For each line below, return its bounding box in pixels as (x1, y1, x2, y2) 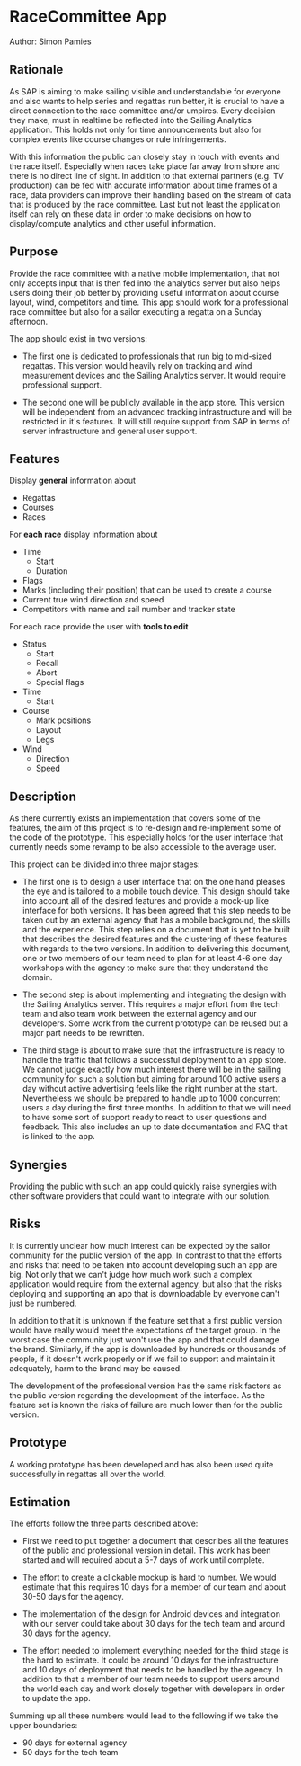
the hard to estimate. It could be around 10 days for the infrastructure (22, 1655, 279, 1665)
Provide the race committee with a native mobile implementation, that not (9, 268, 280, 279)
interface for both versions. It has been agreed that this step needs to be (22, 905, 292, 916)
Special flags (35, 677, 84, 688)
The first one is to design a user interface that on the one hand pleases (22, 877, 286, 887)
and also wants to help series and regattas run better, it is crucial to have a (9, 95, 285, 106)
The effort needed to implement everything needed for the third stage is (22, 1646, 289, 1656)
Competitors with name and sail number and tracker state (22, 604, 235, 615)
